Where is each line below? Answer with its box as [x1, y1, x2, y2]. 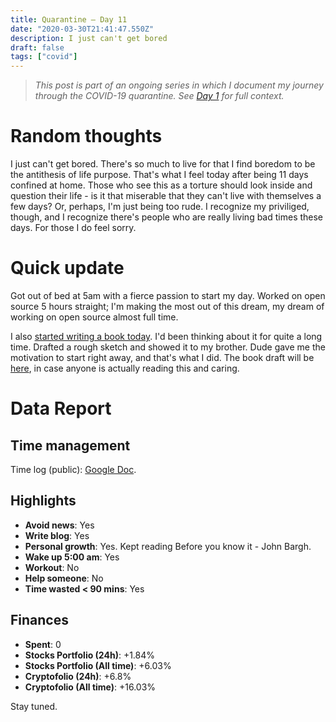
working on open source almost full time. [10, 311, 179, 323]
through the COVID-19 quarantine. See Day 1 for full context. [34, 90, 285, 102]
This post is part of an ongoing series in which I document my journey [34, 79, 324, 91]
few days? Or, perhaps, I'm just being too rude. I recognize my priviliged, [10, 201, 310, 213]
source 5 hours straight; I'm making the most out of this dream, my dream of [10, 301, 325, 312]
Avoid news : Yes [24, 519, 95, 531]
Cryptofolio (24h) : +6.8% [24, 670, 132, 682]
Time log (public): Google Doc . [10, 464, 137, 475]
